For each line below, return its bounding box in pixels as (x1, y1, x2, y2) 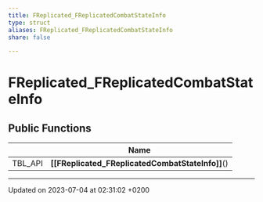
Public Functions (8, 121, 92, 135)
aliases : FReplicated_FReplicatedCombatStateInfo (8, 26, 174, 34)
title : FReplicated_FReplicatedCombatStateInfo (8, 11, 167, 20)
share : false (8, 33, 51, 41)
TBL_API (12, 158, 43, 169)
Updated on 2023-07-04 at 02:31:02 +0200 (8, 186, 150, 195)
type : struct (8, 19, 51, 27)
